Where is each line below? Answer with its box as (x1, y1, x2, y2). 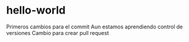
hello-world (6, 4, 66, 17)
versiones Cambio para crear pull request (6, 29, 110, 36)
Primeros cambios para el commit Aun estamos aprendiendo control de (6, 23, 183, 30)
